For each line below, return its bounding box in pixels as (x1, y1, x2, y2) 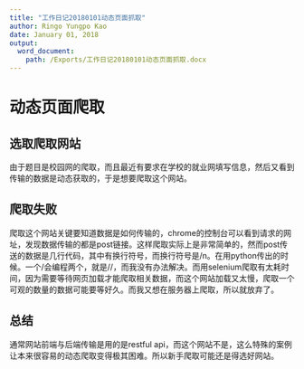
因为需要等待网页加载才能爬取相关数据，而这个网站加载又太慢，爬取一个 (24, 272, 295, 283)
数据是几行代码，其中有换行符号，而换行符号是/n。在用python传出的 (24, 250, 281, 260)
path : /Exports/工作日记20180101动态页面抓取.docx (25, 55, 207, 64)
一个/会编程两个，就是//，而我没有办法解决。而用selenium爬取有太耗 (24, 261, 282, 272)
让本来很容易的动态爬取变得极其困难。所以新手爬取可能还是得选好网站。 (9, 350, 279, 361)
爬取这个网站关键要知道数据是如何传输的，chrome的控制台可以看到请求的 (9, 227, 284, 238)
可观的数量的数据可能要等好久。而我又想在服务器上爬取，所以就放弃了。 (9, 284, 279, 295)
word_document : (17, 47, 75, 56)
